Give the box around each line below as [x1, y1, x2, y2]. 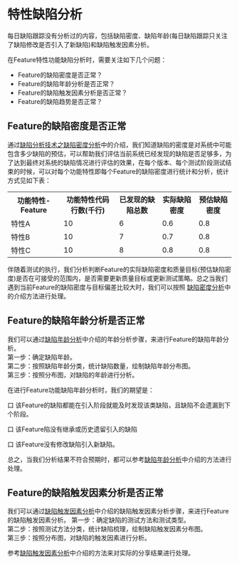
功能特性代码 [66, 194, 110, 204]
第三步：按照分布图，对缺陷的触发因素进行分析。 [7, 533, 151, 542]
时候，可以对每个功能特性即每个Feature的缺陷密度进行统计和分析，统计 [19, 167, 229, 175]
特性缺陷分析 [7, 6, 83, 23]
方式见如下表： [7, 176, 51, 184]
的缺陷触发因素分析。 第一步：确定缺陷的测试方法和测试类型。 [7, 516, 190, 524]
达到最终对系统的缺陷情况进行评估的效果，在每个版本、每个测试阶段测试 [13, 158, 225, 167]
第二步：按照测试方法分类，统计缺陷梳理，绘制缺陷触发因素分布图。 [7, 525, 207, 533]
